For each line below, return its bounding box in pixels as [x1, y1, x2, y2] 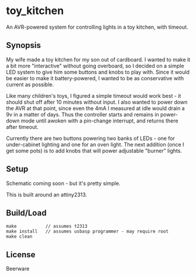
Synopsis [6, 40, 41, 50]
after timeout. [6, 123, 39, 130]
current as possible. [6, 81, 54, 88]
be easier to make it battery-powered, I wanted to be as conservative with [6, 74, 184, 81]
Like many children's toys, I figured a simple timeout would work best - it [6, 92, 181, 99]
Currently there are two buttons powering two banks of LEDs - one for [6, 135, 176, 142]
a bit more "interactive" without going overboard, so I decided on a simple [6, 62, 184, 69]
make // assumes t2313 [6, 224, 88, 230]
